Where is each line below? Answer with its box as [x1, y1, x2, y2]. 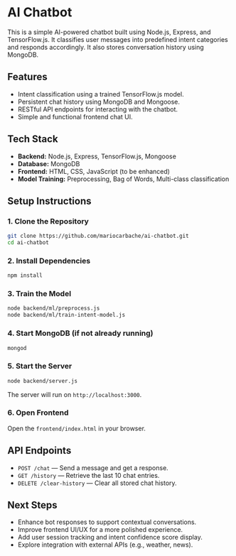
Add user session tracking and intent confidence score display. [17, 533, 203, 542]
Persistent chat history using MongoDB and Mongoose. [17, 97, 180, 106]
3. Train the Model [7, 289, 72, 299]
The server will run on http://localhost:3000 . [7, 390, 142, 398]
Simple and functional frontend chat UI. [17, 112, 133, 121]
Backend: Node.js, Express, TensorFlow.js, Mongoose [17, 152, 176, 160]
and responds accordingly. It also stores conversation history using [7, 43, 204, 51]
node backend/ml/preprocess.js [7, 305, 100, 312]
